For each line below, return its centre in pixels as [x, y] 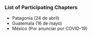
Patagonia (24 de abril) [35, 18]
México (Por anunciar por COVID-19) [50, 29]
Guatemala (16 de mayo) [37, 23]
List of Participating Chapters [41, 7]
